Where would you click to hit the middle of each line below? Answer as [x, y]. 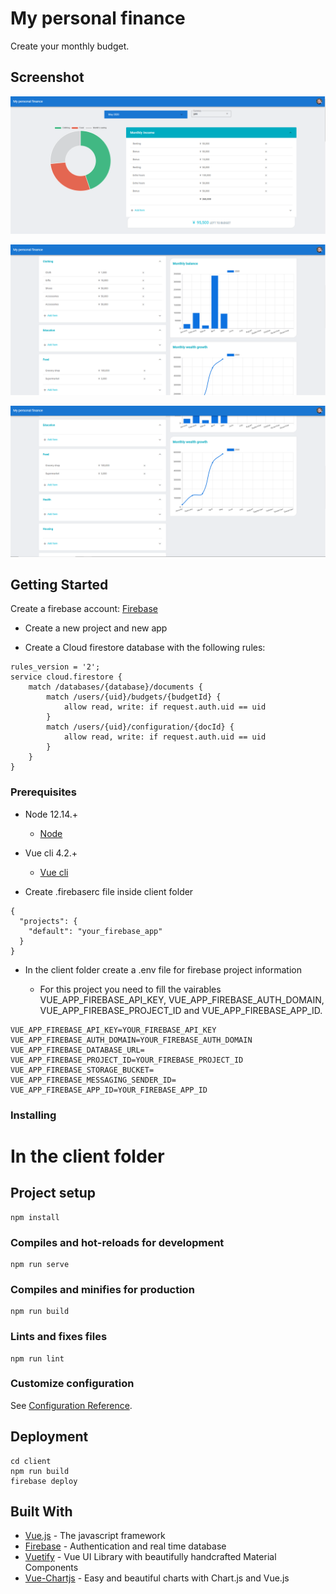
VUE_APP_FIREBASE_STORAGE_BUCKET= [82, 1070]
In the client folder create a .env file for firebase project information [163, 969]
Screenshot [47, 77]
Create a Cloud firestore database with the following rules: [145, 648]
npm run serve [40, 1264]
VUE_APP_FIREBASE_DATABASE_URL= [77, 1050]
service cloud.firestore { [66, 677]
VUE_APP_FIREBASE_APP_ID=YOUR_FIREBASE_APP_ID [109, 1090]
